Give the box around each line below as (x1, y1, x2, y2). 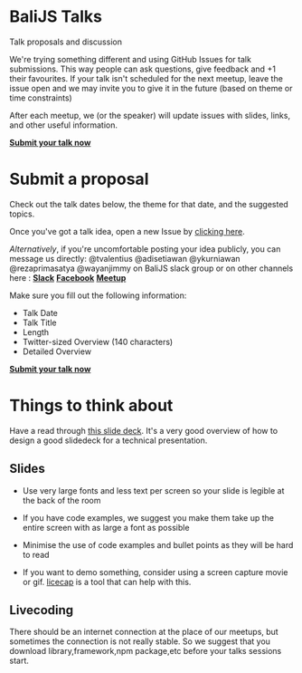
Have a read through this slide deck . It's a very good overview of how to (9, 425, 278, 436)
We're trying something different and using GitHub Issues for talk (9, 53, 251, 64)
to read (22, 549, 50, 560)
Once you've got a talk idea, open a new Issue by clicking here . (9, 226, 246, 236)
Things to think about (9, 396, 174, 416)
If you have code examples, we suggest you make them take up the (22, 512, 274, 523)
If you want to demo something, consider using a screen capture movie (22, 566, 288, 577)
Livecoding (9, 602, 74, 618)
